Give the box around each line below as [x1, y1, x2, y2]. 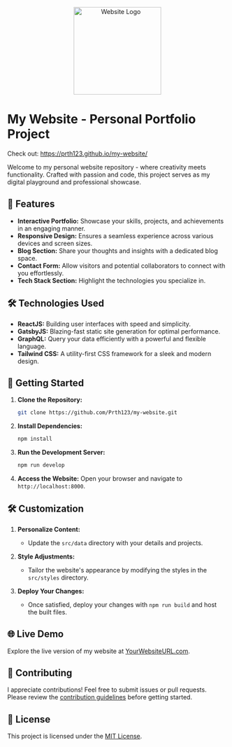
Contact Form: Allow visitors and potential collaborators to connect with [17, 261, 226, 270]
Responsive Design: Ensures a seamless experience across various [17, 231, 214, 240]
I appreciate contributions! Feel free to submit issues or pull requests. [7, 685, 208, 694]
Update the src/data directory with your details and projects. [27, 538, 203, 547]
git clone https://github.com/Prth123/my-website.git [17, 409, 177, 416]
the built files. [27, 608, 68, 616]
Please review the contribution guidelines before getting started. [7, 693, 193, 701]
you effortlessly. [17, 268, 64, 277]
